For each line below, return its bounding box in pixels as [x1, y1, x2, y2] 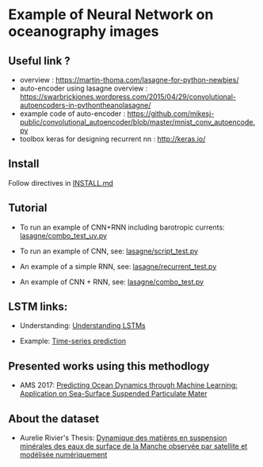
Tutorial [8, 201, 48, 215]
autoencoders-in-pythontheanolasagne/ [19, 101, 151, 110]
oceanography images [8, 22, 159, 41]
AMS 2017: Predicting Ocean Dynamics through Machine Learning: [19, 380, 238, 390]
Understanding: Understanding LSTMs [19, 321, 146, 330]
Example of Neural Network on [8, 6, 214, 24]
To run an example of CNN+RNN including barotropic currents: [19, 222, 225, 232]
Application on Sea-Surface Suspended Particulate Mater [19, 389, 208, 399]
